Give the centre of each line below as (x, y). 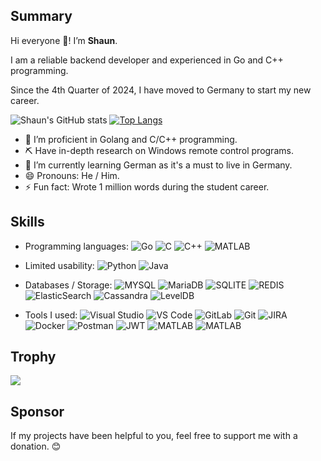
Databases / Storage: (68, 285)
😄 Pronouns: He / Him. (72, 175)
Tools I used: (51, 315)
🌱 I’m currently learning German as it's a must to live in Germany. (158, 165)
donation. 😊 (36, 446)
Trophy (33, 357)
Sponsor (37, 411)
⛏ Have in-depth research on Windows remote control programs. (159, 150)
